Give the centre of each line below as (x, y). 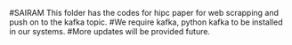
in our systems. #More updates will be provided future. (110, 31)
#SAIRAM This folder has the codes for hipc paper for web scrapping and (144, 13)
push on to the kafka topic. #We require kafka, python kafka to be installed (146, 22)
